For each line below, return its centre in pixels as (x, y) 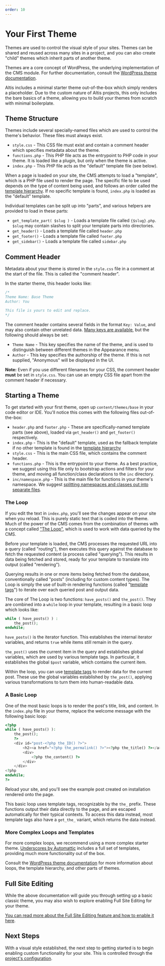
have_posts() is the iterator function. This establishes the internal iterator (79, 637)
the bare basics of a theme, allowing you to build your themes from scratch (81, 98)
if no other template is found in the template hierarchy (67, 448)
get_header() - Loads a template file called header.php (67, 231)
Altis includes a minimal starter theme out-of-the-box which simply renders (81, 87)
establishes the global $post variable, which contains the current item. (76, 662)
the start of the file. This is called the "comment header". (62, 274)
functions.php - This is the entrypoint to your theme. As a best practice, (85, 464)
